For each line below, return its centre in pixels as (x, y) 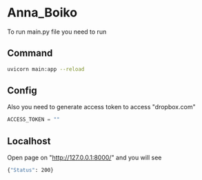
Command (30, 53)
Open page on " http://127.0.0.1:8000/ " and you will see (84, 158)
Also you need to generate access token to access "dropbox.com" (101, 107)
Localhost (29, 141)
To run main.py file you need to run (57, 32)
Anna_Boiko (42, 13)
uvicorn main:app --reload (46, 69)
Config (22, 91)
